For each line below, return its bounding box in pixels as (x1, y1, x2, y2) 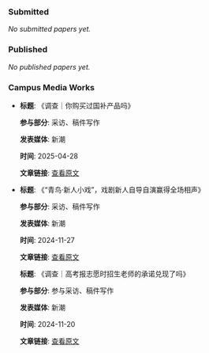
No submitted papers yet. (8, 25, 91, 34)
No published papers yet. (8, 62, 91, 71)
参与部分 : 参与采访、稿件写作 (19, 286, 114, 295)
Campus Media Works (8, 82, 95, 93)
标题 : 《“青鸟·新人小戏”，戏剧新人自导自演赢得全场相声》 (19, 184, 205, 194)
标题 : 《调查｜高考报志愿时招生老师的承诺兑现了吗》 (19, 268, 190, 279)
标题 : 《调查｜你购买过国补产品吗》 (19, 101, 135, 110)
